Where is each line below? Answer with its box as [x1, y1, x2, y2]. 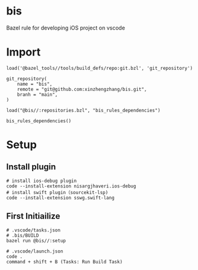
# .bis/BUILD [6, 232, 39, 239]
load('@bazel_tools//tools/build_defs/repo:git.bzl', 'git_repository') [6, 65, 193, 71]
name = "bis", [17, 81, 53, 87]
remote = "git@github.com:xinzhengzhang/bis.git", [17, 86, 147, 92]
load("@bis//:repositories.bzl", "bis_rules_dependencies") [6, 107, 161, 113]
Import [6, 45, 41, 59]
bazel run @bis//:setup [6, 237, 66, 243]
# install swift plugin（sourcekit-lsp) [6, 189, 109, 195]
